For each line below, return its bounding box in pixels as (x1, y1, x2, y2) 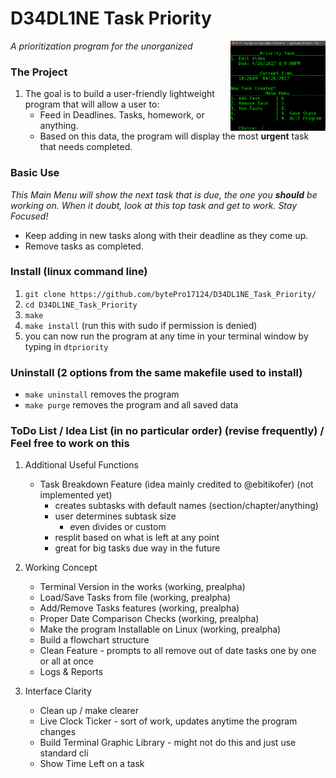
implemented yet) (39, 489, 113, 501)
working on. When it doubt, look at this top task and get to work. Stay (10, 199, 298, 211)
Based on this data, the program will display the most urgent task (39, 130, 310, 142)
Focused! (10, 210, 49, 222)
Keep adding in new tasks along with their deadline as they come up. (24, 229, 309, 241)
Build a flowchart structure (39, 634, 150, 646)
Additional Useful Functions (24, 459, 139, 471)
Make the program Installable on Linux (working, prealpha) (39, 623, 282, 636)
